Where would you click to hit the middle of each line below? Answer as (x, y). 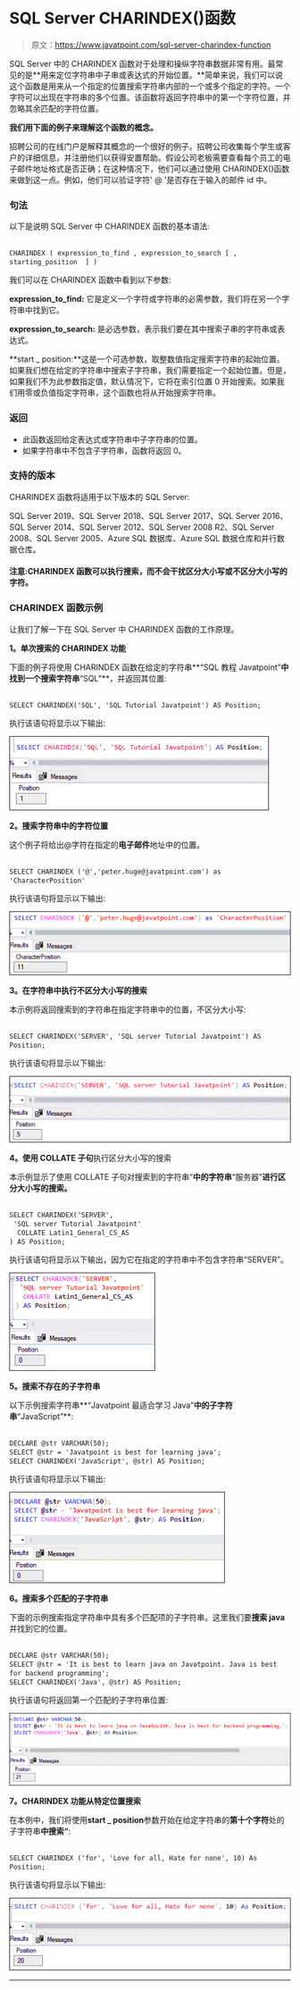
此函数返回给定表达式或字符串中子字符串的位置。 (112, 439)
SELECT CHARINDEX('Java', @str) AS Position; (95, 1682)
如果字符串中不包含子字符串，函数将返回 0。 (104, 450)
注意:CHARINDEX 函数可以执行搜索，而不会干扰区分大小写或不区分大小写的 (149, 572)
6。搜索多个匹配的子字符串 (59, 1598)
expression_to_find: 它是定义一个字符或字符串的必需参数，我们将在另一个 (146, 299)
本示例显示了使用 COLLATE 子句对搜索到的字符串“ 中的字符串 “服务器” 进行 (144, 1176)
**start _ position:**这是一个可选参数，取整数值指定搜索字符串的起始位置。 (147, 359)
